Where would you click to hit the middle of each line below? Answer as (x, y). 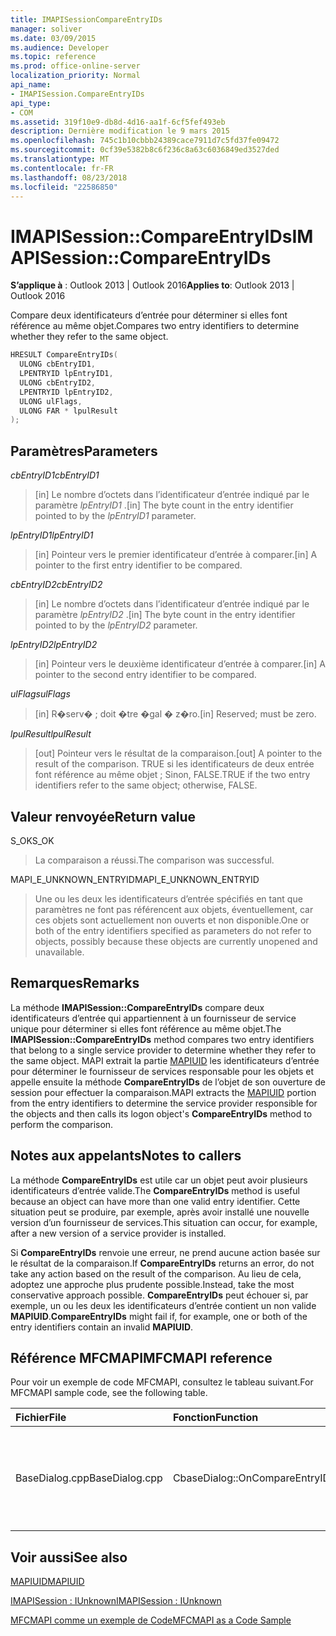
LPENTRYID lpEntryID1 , (66, 374)
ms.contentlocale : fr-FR (62, 168)
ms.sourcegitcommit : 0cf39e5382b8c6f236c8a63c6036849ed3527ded (145, 150)
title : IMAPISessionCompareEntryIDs (86, 19)
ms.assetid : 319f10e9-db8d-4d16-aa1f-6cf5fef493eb (118, 122)
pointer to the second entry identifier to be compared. (145, 675)
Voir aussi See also (69, 1557)
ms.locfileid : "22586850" (64, 187)
